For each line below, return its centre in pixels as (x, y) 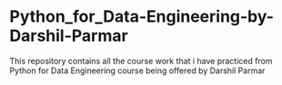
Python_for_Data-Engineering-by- (142, 17)
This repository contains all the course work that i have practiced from (141, 61)
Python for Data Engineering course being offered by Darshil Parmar (137, 71)
